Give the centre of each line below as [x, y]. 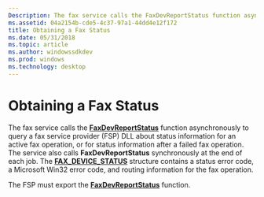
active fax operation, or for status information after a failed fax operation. [126, 144]
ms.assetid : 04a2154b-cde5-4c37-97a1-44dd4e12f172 [93, 23]
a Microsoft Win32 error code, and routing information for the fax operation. [131, 169]
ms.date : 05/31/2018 [42, 37]
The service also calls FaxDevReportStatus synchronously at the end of [125, 152]
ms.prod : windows [37, 60]
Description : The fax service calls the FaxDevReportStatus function [125, 15]
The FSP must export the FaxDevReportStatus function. [99, 184]
